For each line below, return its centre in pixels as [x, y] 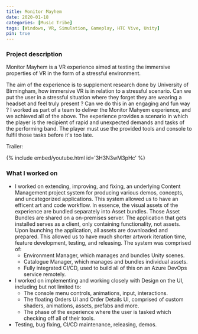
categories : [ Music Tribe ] [39, 22]
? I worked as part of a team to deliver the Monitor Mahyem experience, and [98, 110]
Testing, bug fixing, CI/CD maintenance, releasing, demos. [86, 324]
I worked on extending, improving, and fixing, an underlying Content [98, 186]
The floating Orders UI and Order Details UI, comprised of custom [103, 299]
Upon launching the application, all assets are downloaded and [91, 230]
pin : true [18, 34]
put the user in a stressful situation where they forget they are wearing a [94, 98]
